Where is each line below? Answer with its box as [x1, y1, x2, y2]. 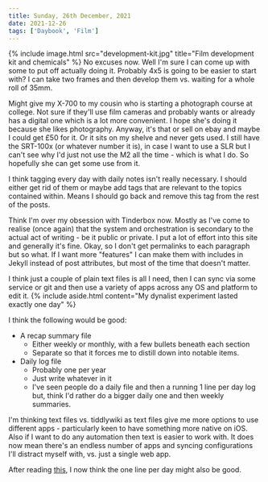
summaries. [31, 400, 72, 409]
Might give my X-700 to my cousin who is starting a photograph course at [8, 98, 253, 109]
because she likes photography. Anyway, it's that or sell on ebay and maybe [8, 124, 261, 134]
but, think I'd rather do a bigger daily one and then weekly [31, 391, 225, 401]
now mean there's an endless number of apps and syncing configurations [8, 441, 254, 451]
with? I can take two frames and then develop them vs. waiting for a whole [8, 74, 255, 85]
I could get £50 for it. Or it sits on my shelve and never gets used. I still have [8, 133, 260, 143]
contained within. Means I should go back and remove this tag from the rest [8, 191, 259, 202]
